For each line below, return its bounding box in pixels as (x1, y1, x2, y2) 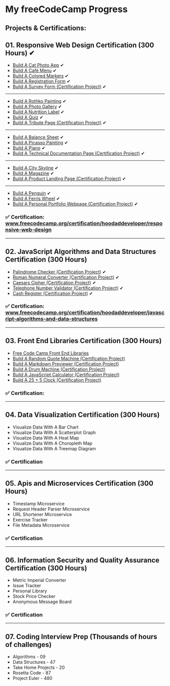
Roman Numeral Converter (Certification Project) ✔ (12, 274, 120, 280)
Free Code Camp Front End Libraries (12, 350, 89, 356)
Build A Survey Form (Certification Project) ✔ (12, 83, 107, 90)
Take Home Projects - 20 (12, 664, 65, 671)
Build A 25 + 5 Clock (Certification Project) (12, 377, 102, 383)
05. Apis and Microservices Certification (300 (5, 479, 153, 488)
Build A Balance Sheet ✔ (12, 134, 64, 140)
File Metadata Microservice (12, 522, 70, 528)
